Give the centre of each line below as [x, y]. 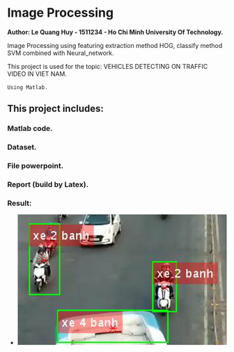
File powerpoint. [36, 166]
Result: [19, 203]
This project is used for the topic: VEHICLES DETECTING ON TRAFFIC [108, 66]
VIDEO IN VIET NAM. [37, 74]
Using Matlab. [28, 87]
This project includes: [56, 109]
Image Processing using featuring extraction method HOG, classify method [115, 45]
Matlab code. [30, 129]
